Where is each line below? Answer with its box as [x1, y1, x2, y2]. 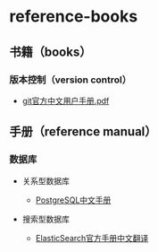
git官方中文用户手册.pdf [21, 95, 110, 106]
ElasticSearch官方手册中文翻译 [35, 232, 149, 243]
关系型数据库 [21, 175, 70, 186]
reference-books [9, 6, 138, 27]
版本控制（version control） [9, 74, 132, 86]
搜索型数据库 [21, 213, 70, 224]
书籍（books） [9, 44, 92, 59]
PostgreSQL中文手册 [35, 195, 112, 205]
